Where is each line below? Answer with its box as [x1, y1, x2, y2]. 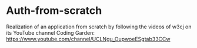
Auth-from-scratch [6, 4, 102, 17]
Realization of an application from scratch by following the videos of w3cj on [6, 23, 192, 30]
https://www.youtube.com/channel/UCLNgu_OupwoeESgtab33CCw [6, 35, 171, 42]
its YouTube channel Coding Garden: [6, 29, 95, 36]
